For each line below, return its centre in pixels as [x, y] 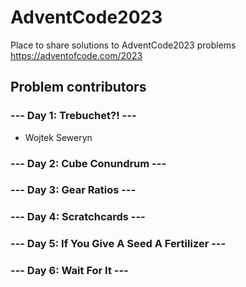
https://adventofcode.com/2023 [76, 55]
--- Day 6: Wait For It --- [69, 271]
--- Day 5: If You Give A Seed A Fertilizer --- [118, 244]
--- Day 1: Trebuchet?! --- [73, 116]
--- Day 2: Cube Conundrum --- [88, 163]
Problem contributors [78, 87]
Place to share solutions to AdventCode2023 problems [123, 45]
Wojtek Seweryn [58, 137]
